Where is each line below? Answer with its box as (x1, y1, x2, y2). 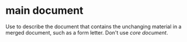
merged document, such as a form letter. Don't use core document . (5, 29, 168, 36)
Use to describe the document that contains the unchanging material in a (5, 23, 182, 30)
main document (5, 4, 84, 17)
